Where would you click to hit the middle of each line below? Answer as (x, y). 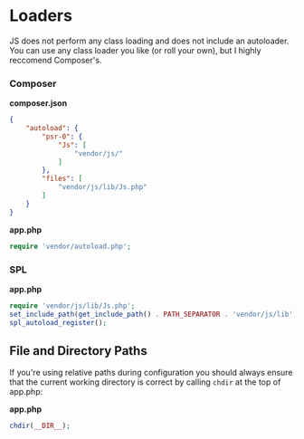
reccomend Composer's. (56, 60)
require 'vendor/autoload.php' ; (70, 246)
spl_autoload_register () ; (58, 322)
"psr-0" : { (62, 137)
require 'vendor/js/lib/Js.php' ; (72, 305)
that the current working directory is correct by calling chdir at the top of (145, 382)
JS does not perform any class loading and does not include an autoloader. (149, 41)
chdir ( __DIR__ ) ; (40, 426)
